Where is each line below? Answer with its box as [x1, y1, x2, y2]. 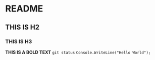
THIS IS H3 [5, 38, 32, 45]
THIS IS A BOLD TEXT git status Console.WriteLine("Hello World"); [5, 49, 151, 55]
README [5, 3, 43, 14]
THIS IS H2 [5, 23, 39, 31]
